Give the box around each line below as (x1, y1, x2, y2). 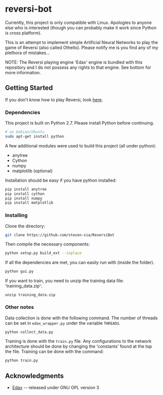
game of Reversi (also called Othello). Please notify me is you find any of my (5, 44, 159, 50)
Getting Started (5, 84, 53, 92)
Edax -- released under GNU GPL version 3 (12, 385, 100, 391)
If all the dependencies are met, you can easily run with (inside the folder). (5, 260, 155, 266)
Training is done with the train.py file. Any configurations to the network (5, 338, 152, 344)
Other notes (5, 304, 34, 311)
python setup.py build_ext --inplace (5, 250, 82, 256)
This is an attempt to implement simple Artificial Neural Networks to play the (5, 39, 158, 45)
